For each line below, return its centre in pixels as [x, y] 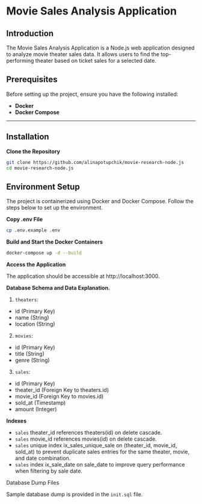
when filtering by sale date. [49, 471]
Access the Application [36, 264]
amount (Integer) [36, 409]
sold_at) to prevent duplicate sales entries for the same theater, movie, [102, 452]
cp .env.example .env [33, 230]
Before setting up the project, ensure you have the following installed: [92, 94]
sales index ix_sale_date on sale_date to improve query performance [100, 464]
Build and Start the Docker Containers [55, 242]
